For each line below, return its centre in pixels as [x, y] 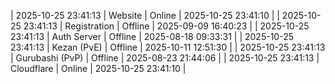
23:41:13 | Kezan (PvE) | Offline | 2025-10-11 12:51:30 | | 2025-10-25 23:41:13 [168, 47]
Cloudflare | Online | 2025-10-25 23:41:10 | [98, 68]
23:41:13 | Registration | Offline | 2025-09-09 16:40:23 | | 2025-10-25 [166, 26]
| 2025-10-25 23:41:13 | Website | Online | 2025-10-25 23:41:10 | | [145, 15]
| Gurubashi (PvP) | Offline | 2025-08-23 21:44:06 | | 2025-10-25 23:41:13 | [165, 58]
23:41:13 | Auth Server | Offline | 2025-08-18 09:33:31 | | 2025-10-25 [152, 36]
